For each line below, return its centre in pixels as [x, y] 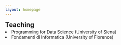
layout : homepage [23, 10]
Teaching [20, 25]
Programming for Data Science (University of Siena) [64, 32]
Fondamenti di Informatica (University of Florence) [62, 37]
